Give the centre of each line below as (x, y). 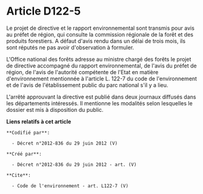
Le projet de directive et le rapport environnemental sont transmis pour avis (101, 28)
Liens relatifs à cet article (39, 121)
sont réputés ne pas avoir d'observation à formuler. (70, 47)
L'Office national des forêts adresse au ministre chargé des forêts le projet (99, 59)
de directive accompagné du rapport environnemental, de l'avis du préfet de (101, 66)
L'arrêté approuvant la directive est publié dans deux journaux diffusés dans (101, 97)
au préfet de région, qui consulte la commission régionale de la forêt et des (100, 34)
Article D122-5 (44, 11)
